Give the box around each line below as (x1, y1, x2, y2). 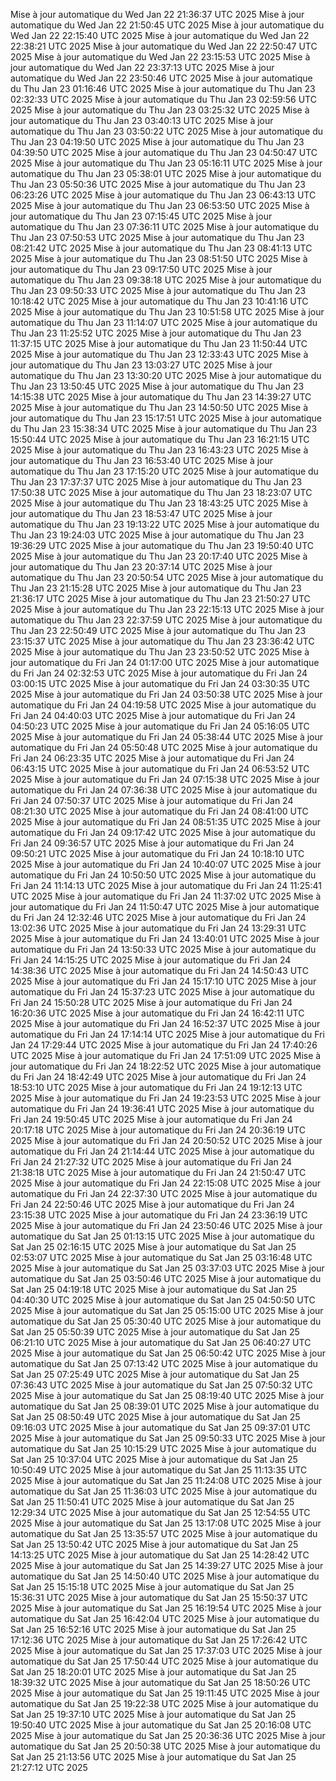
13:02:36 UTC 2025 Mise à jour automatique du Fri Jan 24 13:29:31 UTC (10, 922, 307, 934)
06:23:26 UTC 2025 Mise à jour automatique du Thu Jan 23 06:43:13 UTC (10, 189, 317, 201)
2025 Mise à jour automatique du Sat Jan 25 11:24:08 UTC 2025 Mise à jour (10, 1475, 323, 1486)
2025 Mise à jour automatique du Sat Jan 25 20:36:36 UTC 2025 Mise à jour (10, 1730, 326, 1741)
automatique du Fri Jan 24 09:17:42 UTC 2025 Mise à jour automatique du (10, 827, 316, 838)
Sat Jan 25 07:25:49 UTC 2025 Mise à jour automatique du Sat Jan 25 (10, 1369, 300, 1380)
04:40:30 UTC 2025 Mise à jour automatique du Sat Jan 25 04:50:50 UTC (10, 1294, 316, 1306)
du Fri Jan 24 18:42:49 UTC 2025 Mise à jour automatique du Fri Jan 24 (10, 1071, 307, 1083)
